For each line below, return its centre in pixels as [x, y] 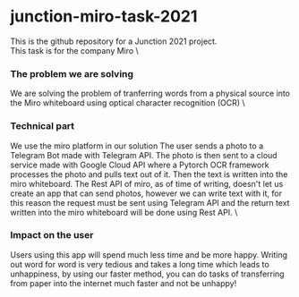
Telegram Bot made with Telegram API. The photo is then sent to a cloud [144, 155]
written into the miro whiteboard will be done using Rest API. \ [124, 212]
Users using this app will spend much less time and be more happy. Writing [149, 255]
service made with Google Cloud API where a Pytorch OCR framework [140, 165]
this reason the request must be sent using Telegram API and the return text [150, 202]
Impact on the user [52, 235]
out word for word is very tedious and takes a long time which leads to [140, 264]
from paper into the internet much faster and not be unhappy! [124, 283]
